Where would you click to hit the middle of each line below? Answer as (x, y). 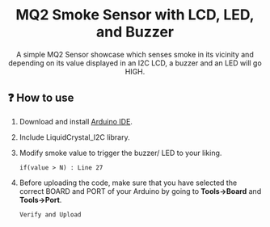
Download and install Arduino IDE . (76, 121)
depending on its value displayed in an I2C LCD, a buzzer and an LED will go (135, 63)
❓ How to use (41, 98)
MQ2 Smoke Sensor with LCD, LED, (135, 15)
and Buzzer (135, 32)
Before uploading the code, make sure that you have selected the (128, 183)
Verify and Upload (50, 214)
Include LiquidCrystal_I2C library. (74, 137)
